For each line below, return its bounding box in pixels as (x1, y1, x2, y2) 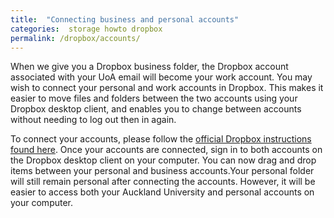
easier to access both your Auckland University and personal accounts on (10, 186, 315, 198)
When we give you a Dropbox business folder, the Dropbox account (10, 61, 289, 73)
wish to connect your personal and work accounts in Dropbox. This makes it (10, 82, 324, 94)
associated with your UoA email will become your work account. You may (10, 71, 313, 83)
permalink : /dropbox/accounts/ (10, 33, 141, 43)
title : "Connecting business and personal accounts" (10, 14, 240, 25)
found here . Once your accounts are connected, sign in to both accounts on (10, 144, 323, 156)
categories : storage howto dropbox (10, 24, 163, 34)
